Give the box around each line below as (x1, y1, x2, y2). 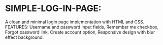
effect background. (5, 34, 44, 40)
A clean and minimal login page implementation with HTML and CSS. (5, 19, 145, 25)
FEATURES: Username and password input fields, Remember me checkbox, (5, 24, 159, 30)
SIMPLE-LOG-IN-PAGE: (5, 3, 102, 14)
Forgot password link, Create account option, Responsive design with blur (5, 29, 155, 35)
